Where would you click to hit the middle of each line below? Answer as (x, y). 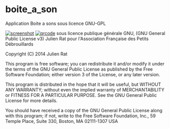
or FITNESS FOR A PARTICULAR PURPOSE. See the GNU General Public (81, 95)
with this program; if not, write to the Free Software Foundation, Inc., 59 (80, 116)
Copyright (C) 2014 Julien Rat (37, 54)
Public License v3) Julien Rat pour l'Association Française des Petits (77, 39)
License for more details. (31, 101)
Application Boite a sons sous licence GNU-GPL (56, 23)
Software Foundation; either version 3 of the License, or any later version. (83, 74)
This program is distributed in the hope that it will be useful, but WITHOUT (83, 84)
